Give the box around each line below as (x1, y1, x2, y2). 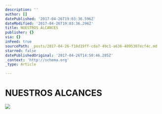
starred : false (5, 48, 36, 53)
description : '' (5, 7, 38, 12)
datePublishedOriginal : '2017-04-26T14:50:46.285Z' (5, 53, 113, 58)
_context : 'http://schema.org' (5, 57, 69, 62)
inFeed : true (5, 39, 32, 44)
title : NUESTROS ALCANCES (5, 26, 58, 30)
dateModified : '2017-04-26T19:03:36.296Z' (5, 21, 94, 26)
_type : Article (5, 62, 36, 67)
